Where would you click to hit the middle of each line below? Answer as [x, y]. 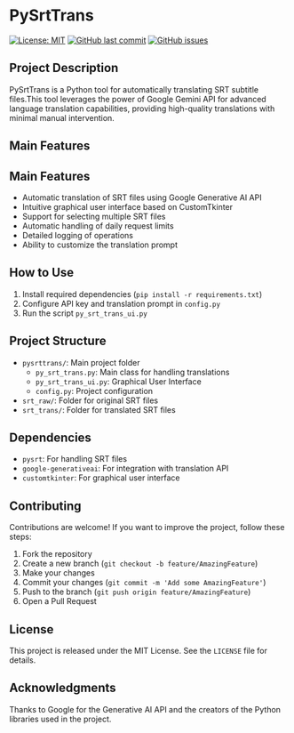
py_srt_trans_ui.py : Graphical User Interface [118, 381]
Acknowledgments [63, 688]
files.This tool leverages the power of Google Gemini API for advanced [138, 99]
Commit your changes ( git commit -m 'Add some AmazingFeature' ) [144, 583]
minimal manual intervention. [62, 117]
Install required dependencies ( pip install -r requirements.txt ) [142, 294]
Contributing [45, 506]
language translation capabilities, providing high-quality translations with [142, 109]
